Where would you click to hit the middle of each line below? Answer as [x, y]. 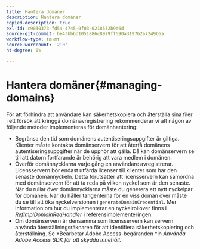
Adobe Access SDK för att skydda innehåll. [68, 239]
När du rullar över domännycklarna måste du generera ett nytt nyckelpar [104, 189]
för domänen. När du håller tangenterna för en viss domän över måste [101, 195]
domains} [31, 97]
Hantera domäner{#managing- [84, 85]
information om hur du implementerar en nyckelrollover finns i [91, 208]
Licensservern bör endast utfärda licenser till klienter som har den [96, 170]
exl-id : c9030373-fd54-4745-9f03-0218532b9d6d [65, 28]
